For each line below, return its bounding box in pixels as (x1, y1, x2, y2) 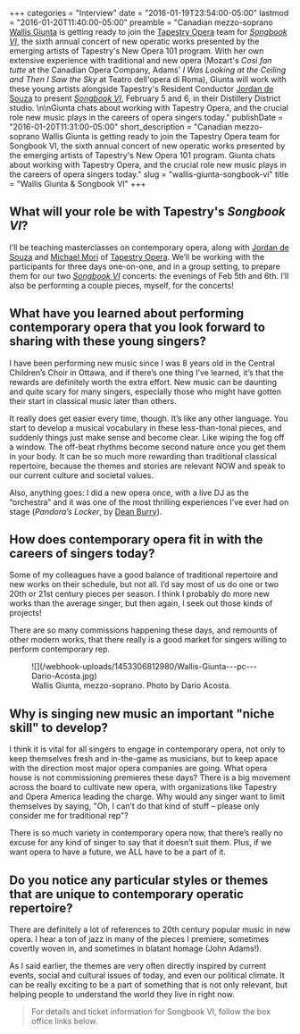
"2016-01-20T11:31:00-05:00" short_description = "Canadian (9, 122, 233, 132)
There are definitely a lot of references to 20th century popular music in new (9, 924, 291, 935)
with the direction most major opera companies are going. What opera (9, 763, 268, 774)
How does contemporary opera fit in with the (9, 532, 263, 548)
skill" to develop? (9, 719, 109, 736)
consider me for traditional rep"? (9, 811, 129, 821)
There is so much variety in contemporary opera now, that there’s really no (9, 828, 284, 838)
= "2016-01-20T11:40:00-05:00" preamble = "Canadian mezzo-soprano (9, 17, 274, 28)
